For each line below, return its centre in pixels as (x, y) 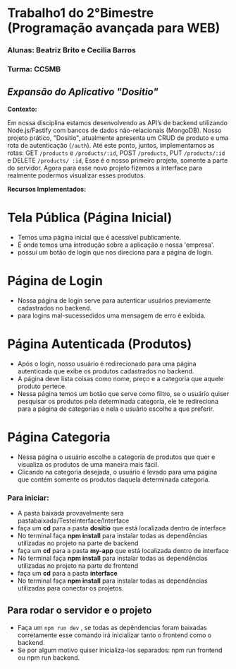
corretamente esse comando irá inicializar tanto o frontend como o (114, 635)
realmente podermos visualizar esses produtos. (76, 175)
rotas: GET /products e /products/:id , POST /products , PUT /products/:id (116, 153)
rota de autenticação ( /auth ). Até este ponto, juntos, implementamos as (111, 145)
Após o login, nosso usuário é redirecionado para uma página (107, 363)
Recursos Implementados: (47, 189)
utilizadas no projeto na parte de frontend (78, 565)
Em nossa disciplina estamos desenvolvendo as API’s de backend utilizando (117, 122)
